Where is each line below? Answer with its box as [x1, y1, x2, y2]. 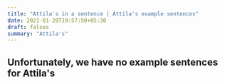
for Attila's [7, 67, 56, 79]
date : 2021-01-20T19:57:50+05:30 [7, 17, 107, 24]
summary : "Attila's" [7, 30, 69, 37]
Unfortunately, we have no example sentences [7, 56, 219, 68]
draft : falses [7, 23, 50, 30]
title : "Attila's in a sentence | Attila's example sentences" [7, 10, 199, 18]
